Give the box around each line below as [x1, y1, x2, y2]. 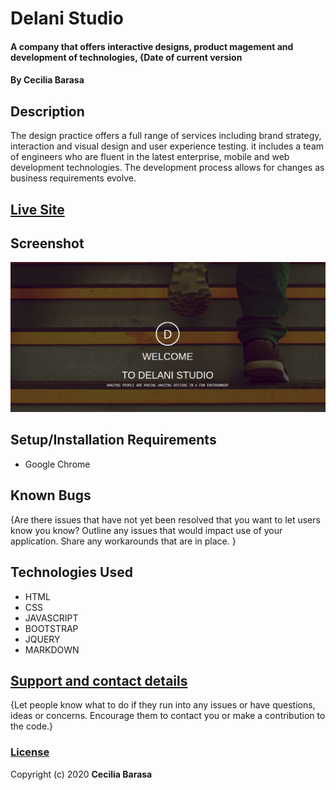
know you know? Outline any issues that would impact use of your [10, 524, 283, 536]
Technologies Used [10, 564, 133, 581]
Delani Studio [10, 7, 124, 30]
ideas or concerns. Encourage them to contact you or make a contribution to [10, 710, 326, 722]
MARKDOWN [24, 643, 80, 656]
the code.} [10, 720, 54, 732]
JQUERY [24, 633, 61, 645]
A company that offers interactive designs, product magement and [10, 40, 294, 52]
